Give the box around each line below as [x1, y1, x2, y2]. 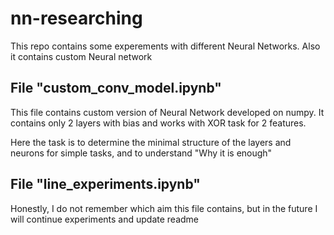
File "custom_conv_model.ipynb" [10, 80, 222, 97]
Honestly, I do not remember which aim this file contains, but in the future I [10, 202, 318, 214]
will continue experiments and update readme [10, 213, 200, 225]
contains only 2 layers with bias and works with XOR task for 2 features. [10, 117, 307, 129]
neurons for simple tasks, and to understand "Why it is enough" [10, 147, 273, 159]
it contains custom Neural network [10, 50, 153, 62]
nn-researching [10, 7, 143, 30]
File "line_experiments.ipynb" [10, 176, 201, 193]
